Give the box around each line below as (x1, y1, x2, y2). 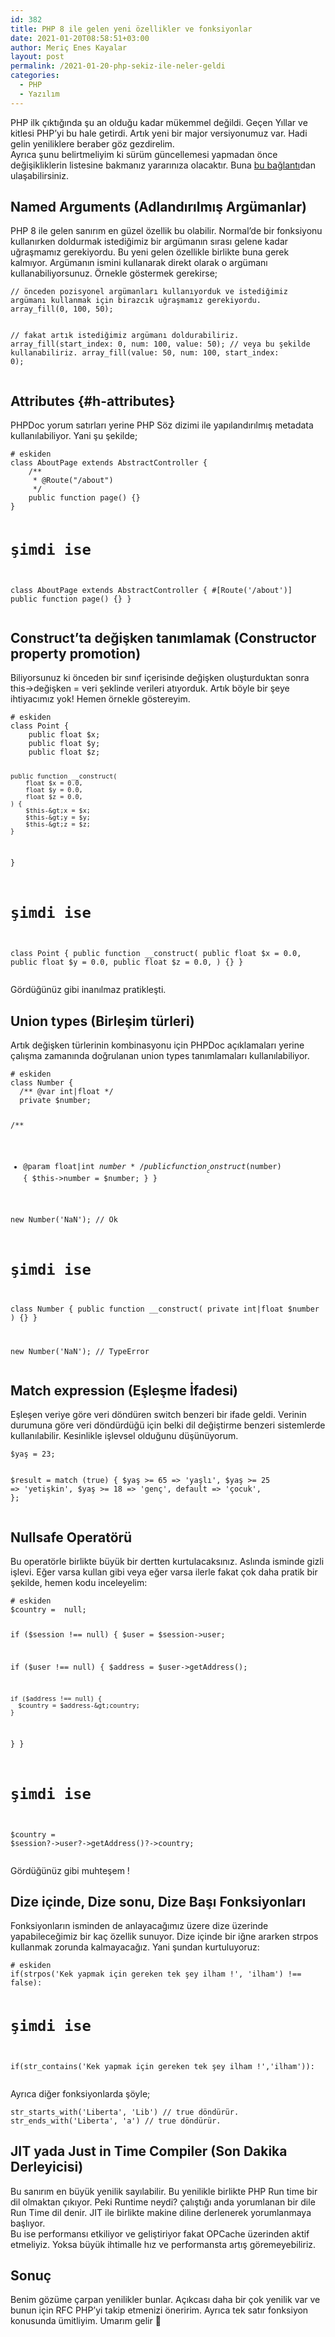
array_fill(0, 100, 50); (10, 304, 114, 315)
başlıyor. (10, 2217, 46, 2229)
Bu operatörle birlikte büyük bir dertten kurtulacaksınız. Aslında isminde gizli (10, 1556, 325, 1568)
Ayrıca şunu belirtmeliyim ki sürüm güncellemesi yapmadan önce (10, 148, 278, 160)
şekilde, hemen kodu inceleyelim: (10, 1577, 148, 1589)
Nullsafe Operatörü (10, 1529, 133, 1546)
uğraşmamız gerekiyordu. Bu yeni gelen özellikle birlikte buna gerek (10, 246, 290, 258)
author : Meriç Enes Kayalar (10, 42, 128, 53)
